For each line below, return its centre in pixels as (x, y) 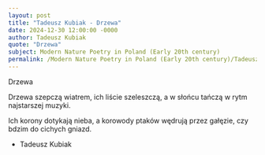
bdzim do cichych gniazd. (50, 129)
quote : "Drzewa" (35, 45)
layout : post (30, 15)
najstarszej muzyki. (39, 105)
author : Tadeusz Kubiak (47, 37)
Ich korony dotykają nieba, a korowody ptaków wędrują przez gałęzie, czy (128, 120)
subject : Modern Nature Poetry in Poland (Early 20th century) (114, 52)
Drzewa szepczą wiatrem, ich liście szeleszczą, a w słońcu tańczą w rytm (128, 97)
